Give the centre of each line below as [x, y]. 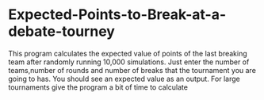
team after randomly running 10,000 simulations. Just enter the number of [129, 62]
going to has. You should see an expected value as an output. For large [124, 79]
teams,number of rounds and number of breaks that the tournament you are [132, 70]
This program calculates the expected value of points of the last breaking [128, 53]
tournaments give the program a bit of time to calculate [98, 87]
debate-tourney [61, 31]
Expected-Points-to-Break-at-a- [117, 15]
